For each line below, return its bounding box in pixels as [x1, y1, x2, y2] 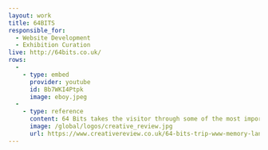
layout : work [8, 11, 52, 20]
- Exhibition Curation [15, 41, 91, 49]
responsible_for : [8, 26, 66, 34]
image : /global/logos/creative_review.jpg [29, 122, 173, 130]
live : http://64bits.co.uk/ [8, 48, 102, 56]
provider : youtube [29, 78, 91, 86]
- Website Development [15, 33, 91, 42]
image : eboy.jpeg [29, 93, 88, 101]
